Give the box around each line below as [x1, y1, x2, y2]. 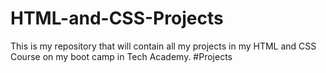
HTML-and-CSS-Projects [10, 7, 224, 30]
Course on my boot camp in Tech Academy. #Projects [10, 50, 233, 62]
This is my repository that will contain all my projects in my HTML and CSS [10, 40, 317, 52]
